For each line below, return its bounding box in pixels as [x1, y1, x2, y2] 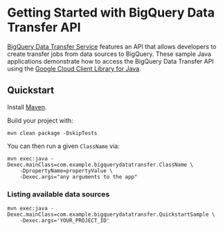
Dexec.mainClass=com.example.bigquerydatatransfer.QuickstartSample [7, 211, 209, 219]
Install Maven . [7, 102, 47, 111]
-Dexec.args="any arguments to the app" [19, 173, 138, 181]
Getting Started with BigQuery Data [7, 5, 215, 21]
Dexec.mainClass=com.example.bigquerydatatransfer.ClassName [7, 161, 188, 168]
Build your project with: [7, 116, 74, 124]
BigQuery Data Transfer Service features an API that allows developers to [7, 42, 217, 50]
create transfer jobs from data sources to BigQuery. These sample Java [7, 50, 211, 58]
